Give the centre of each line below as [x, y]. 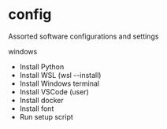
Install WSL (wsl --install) [60, 75]
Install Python [42, 66]
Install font [37, 109]
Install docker [42, 100]
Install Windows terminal [59, 83]
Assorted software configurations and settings [83, 36]
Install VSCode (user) [54, 91]
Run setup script [46, 116]
